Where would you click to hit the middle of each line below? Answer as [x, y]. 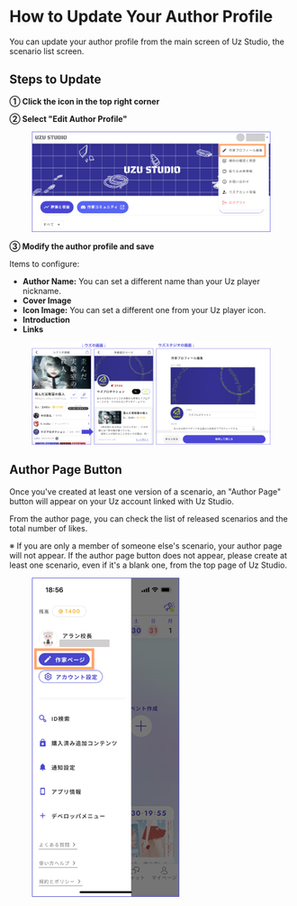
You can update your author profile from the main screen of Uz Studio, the [147, 42]
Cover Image [47, 300]
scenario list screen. [47, 51]
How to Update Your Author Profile [141, 17]
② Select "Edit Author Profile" [68, 118]
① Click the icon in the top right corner [85, 101]
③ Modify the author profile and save [82, 246]
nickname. [41, 291]
